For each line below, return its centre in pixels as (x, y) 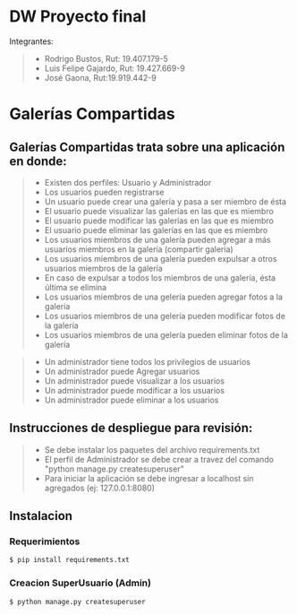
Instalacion (41, 516)
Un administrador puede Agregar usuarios (122, 371)
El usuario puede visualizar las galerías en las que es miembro (159, 211)
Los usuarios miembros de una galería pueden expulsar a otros (161, 258)
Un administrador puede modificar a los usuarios (135, 390)
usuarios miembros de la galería (103, 268)
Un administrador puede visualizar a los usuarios (135, 381)
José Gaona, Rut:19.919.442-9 (100, 77)
